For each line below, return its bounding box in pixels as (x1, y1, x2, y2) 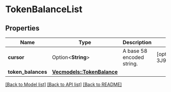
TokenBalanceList (5, 4, 82, 15)
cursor (8, 54, 24, 60)
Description (123, 39, 152, 46)
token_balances (8, 69, 47, 75)
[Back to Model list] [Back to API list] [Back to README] (5, 81, 122, 87)
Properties (5, 24, 40, 33)
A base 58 (123, 47, 148, 54)
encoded (123, 54, 144, 60)
